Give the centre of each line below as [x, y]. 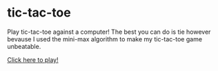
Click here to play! [33, 59]
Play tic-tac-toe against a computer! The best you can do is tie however [109, 32]
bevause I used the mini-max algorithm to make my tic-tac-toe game [105, 39]
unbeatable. [24, 46]
